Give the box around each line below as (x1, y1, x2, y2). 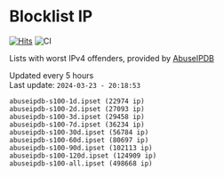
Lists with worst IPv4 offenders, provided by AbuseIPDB (9, 52, 215, 63)
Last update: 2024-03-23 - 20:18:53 (9, 79, 140, 90)
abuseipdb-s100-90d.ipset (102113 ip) (9, 143, 153, 152)
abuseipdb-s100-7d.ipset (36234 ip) (9, 120, 145, 129)
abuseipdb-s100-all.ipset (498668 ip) (9, 158, 153, 168)
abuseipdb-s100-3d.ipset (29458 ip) (9, 112, 145, 121)
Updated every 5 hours (9, 69, 94, 81)
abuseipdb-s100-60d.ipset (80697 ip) (9, 135, 149, 144)
